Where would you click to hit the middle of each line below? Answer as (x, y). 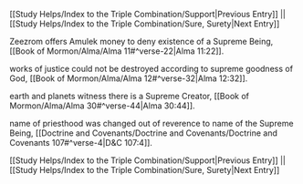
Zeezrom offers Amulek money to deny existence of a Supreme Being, (141, 41)
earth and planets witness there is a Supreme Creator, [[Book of (129, 96)
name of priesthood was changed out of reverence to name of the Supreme (151, 123)
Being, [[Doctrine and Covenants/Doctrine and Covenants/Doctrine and (144, 133)
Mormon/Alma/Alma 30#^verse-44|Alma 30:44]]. (102, 106)
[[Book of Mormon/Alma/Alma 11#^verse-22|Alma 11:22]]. (117, 51)
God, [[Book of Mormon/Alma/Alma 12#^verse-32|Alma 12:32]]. (129, 78)
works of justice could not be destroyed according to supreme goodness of (151, 69)
